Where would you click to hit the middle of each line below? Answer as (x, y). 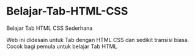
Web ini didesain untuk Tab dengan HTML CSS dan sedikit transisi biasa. (98, 40)
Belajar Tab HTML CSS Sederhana (50, 28)
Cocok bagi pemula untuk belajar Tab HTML (62, 46)
